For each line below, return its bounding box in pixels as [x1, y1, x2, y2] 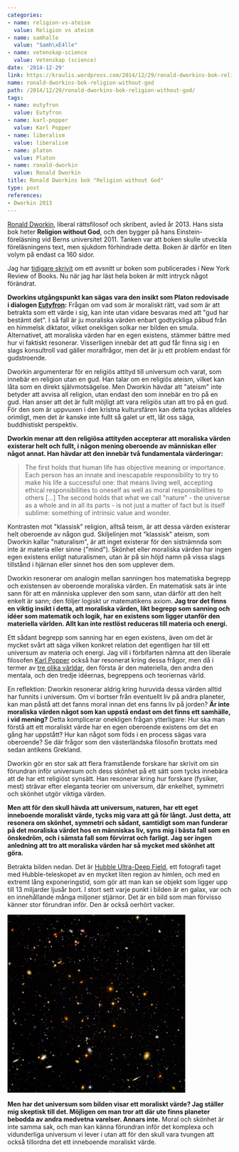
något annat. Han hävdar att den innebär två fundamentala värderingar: [7, 449, 223, 457]
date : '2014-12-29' [7, 64, 65, 71]
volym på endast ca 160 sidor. [7, 250, 95, 259]
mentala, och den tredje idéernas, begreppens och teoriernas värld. [7, 670, 206, 680]
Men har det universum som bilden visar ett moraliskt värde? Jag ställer [7, 1099, 224, 1108]
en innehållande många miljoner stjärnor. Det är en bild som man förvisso [7, 893, 222, 901]
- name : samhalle [7, 34, 59, 41]
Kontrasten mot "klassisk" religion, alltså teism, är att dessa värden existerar [7, 522, 230, 531]
